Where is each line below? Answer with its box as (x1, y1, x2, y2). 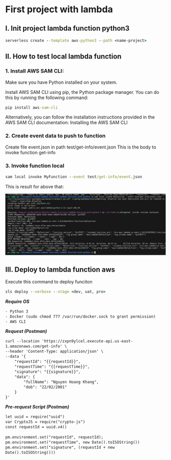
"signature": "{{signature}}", (14, 369, 81, 375)
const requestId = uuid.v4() (5, 425, 67, 430)
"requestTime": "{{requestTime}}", (14, 364, 90, 370)
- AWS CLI (5, 319, 26, 325)
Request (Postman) (5, 328, 47, 334)
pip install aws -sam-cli (5, 105, 58, 110)
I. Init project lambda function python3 (5, 24, 130, 33)
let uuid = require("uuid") (5, 415, 65, 420)
